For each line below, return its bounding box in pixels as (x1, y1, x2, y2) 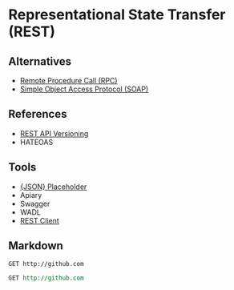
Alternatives (8, 54, 72, 68)
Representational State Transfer (8, 6, 226, 24)
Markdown (8, 239, 64, 253)
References (8, 107, 67, 121)
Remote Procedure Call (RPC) (19, 76, 118, 85)
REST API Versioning (19, 128, 89, 138)
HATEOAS (19, 137, 54, 147)
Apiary (19, 190, 42, 199)
